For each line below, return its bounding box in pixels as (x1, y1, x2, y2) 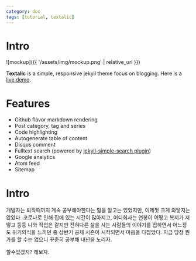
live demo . (6, 76, 31, 83)
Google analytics (14, 154, 56, 161)
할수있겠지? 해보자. (6, 249, 50, 256)
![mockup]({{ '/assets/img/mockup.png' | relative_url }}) (6, 59, 140, 66)
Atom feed (14, 160, 40, 167)
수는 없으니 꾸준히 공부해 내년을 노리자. (23, 236, 112, 243)
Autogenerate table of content (14, 135, 88, 142)
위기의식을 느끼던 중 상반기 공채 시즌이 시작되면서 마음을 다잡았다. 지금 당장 (12, 229, 184, 236)
